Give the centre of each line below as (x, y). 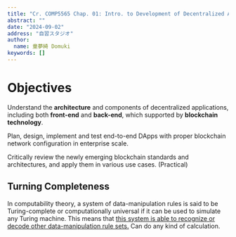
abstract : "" (26, 20)
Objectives (40, 88)
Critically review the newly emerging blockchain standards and (98, 157)
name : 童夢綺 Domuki (42, 46)
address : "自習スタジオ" (40, 33)
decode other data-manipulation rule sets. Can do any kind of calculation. (114, 226)
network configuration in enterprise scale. (68, 143)
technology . (25, 122)
